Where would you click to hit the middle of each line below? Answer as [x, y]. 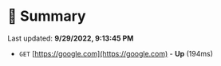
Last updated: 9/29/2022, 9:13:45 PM [71, 38]
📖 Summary [47, 16]
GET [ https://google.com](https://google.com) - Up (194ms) [116, 53]
